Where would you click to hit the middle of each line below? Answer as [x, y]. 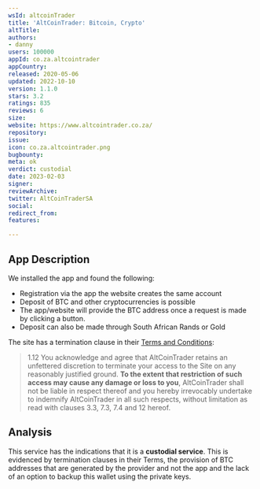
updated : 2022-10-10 [42, 81]
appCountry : [27, 67]
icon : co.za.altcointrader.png [59, 147]
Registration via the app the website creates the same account [121, 293]
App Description [49, 259]
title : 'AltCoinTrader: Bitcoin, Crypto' [77, 23]
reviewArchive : [33, 191]
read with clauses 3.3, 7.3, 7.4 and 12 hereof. [99, 407]
